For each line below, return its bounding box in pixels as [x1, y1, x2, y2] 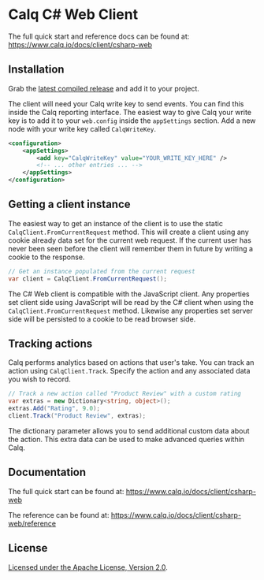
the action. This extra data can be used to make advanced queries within [8, 434, 245, 444]
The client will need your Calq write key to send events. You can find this [8, 99, 244, 108]
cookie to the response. [8, 252, 85, 262]
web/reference [8, 519, 57, 528]
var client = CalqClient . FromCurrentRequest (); [8, 274, 168, 283]
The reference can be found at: [8, 510, 110, 519]
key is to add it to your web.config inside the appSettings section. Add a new [8, 116, 256, 125]
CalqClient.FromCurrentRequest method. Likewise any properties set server [8, 306, 254, 315]
